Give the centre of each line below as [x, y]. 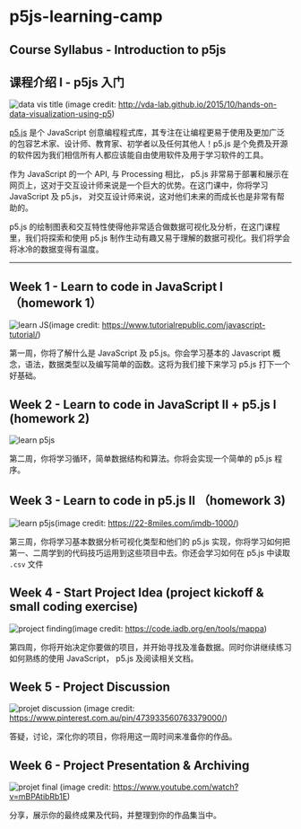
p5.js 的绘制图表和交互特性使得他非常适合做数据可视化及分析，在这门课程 [145, 227]
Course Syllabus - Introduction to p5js [118, 50]
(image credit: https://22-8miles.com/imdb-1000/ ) [146, 523]
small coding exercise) [74, 607]
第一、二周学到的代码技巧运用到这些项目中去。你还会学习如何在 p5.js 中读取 [150, 552]
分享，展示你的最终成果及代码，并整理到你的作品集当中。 [115, 816]
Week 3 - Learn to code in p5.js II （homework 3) [148, 501]
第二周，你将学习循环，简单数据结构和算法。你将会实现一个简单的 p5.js [141, 459]
